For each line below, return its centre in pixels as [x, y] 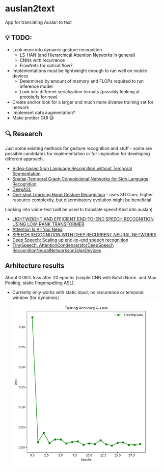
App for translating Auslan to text [39, 22]
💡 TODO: [19, 38]
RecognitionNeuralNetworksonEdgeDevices [57, 250]
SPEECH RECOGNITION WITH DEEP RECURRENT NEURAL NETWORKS [84, 234]
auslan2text [30, 9]
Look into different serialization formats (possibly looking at [80, 91]
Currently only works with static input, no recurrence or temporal [78, 292]
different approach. [25, 159]
